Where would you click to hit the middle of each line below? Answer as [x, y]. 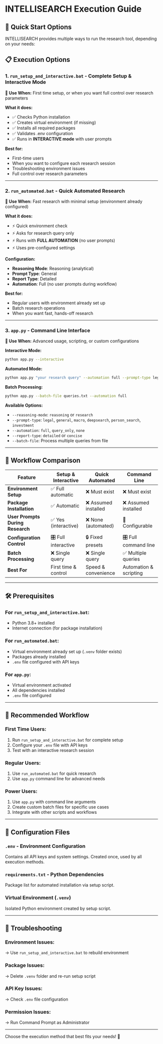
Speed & [95, 567]
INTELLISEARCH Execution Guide [73, 9]
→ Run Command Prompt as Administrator [47, 1023]
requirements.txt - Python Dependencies [55, 874]
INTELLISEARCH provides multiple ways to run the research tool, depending [81, 39]
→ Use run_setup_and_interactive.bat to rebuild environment [67, 953]
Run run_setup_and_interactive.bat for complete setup [68, 740]
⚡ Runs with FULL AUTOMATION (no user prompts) [64, 240]
